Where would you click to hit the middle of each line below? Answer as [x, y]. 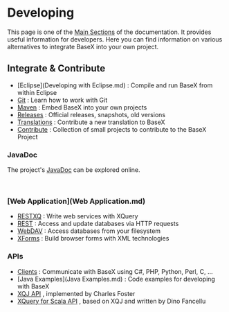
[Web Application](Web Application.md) [76, 201]
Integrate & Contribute [56, 68]
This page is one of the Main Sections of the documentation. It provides [109, 32]
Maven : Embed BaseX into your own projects [82, 107]
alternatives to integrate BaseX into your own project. [83, 46]
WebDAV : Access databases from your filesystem [89, 231]
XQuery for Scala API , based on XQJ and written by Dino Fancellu [111, 301]
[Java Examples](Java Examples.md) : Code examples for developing [116, 279]
